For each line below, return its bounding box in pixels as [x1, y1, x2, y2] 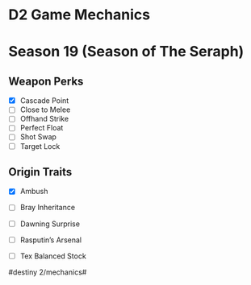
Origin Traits [8, 165, 73, 179]
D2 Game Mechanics [8, 6, 151, 24]
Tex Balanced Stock [19, 251, 86, 261]
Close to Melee [19, 105, 71, 114]
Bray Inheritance [19, 203, 75, 213]
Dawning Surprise [19, 219, 81, 229]
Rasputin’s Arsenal [19, 235, 82, 245]
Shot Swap [19, 132, 56, 142]
